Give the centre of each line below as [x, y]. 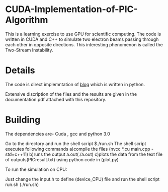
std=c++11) [17, 154]
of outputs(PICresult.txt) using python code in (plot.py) [62, 159]
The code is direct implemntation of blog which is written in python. [75, 84]
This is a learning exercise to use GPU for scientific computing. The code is [83, 34]
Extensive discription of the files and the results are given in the [71, 94]
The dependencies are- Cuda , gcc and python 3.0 [58, 134]
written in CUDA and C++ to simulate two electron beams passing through [82, 39]
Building [23, 120]
